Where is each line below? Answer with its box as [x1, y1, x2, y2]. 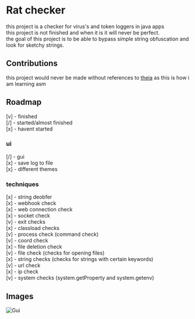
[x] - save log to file [6, 159, 54, 166]
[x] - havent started [6, 125, 53, 132]
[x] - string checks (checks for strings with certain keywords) [6, 256, 154, 263]
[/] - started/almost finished [6, 119, 73, 126]
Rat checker [6, 4, 66, 17]
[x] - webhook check [6, 200, 57, 207]
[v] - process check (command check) [6, 231, 99, 238]
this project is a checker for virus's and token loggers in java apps [6, 23, 165, 30]
